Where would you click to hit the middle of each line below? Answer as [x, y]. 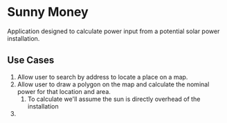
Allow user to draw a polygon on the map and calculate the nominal [113, 84]
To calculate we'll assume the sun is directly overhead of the [114, 99]
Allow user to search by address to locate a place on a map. [102, 77]
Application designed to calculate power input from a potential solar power [113, 31]
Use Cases [31, 60]
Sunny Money [48, 12]
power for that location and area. [64, 91]
